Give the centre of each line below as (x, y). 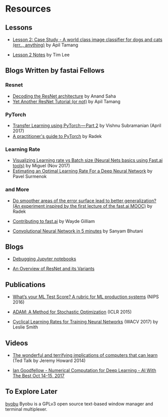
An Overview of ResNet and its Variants (53, 269)
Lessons (19, 28)
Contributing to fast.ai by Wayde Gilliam (53, 221)
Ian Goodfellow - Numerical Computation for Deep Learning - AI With (84, 370)
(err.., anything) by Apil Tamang (45, 45)
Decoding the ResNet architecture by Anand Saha (64, 96)
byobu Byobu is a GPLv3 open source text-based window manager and (79, 404)
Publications (25, 284)
